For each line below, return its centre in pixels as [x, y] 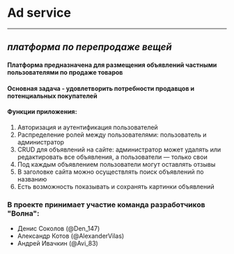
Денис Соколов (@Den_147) [58, 229]
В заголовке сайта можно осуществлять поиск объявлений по [110, 172]
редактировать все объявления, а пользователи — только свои [112, 157]
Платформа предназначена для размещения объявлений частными [112, 65]
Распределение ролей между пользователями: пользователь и [112, 135]
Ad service [39, 13]
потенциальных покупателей [52, 96]
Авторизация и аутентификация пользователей [87, 127]
